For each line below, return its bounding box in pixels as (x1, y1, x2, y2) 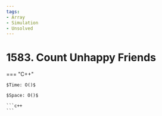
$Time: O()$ (6, 82, 36, 88)
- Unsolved (6, 25, 33, 32)
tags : (6, 8, 20, 15)
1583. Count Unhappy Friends (6, 51, 157, 64)
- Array (6, 14, 26, 20)
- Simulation (6, 20, 39, 26)
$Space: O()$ (6, 93, 39, 99)
